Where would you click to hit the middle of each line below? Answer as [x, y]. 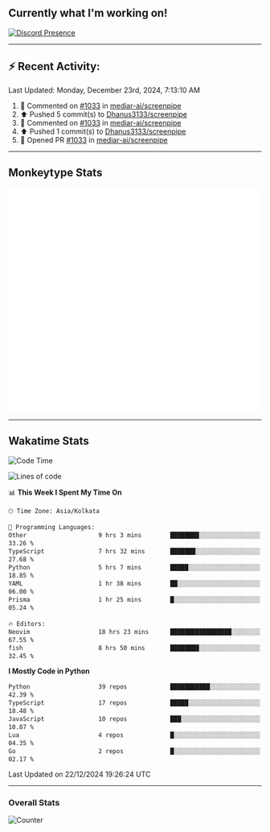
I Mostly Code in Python [49, 671]
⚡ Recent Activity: [54, 66]
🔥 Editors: [27, 623]
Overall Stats [34, 802]
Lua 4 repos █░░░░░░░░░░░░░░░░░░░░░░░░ [135, 735]
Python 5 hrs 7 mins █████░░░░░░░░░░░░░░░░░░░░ [135, 567]
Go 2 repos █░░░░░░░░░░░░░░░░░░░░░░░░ [135, 751]
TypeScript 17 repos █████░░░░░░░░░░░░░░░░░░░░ [135, 703]
